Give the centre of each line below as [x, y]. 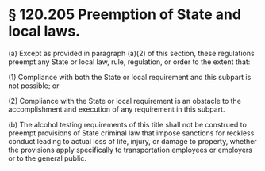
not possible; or [34, 85]
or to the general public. [48, 158]
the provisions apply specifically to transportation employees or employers [130, 150]
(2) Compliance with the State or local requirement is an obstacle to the [125, 101]
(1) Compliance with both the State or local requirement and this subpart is [130, 77]
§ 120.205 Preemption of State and [125, 15]
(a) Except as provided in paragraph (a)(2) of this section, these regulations [132, 53]
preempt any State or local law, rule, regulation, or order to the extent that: [129, 62]
